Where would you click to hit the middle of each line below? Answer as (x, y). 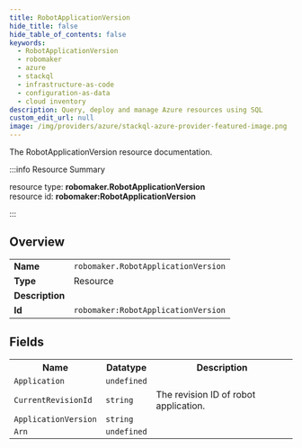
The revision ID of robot (206, 394)
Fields (27, 342)
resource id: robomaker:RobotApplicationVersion (102, 196)
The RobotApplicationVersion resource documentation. (111, 152)
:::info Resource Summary (58, 169)
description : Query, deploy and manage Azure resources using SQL (136, 110)
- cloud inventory (52, 101)
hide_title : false (44, 26)
